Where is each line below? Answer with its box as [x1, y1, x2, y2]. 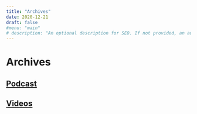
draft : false [6, 19, 38, 25]
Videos [6, 99, 33, 109]
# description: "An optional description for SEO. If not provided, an [6, 30, 185, 36]
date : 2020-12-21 [6, 14, 49, 20]
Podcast [6, 78, 37, 88]
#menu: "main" [6, 25, 41, 31]
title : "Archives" [6, 8, 51, 15]
